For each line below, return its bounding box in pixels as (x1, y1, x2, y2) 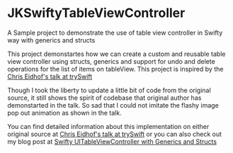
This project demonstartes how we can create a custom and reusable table (7, 50, 226, 58)
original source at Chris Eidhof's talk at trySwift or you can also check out (7, 130, 222, 138)
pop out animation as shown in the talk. (7, 108, 122, 117)
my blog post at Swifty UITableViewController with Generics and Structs (7, 137, 217, 146)
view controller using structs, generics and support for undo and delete (7, 57, 216, 65)
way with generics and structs (7, 35, 96, 44)
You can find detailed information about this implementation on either (7, 122, 210, 130)
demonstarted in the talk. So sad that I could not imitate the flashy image (7, 101, 220, 109)
